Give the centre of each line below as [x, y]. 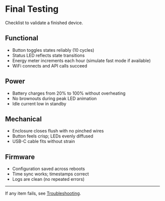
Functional [22, 38]
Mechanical [23, 119]
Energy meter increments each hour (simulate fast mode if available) [82, 61]
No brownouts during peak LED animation [55, 98]
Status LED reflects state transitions [48, 55]
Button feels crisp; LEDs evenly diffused [53, 136]
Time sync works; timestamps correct [51, 174]
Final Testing [32, 9]
